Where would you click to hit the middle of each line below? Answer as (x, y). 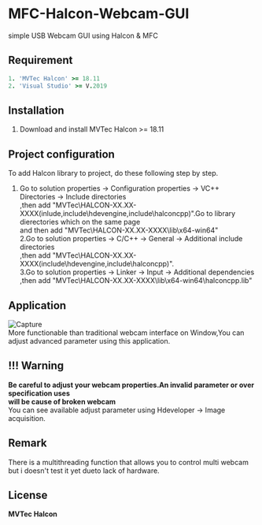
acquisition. (27, 418)
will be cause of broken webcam (62, 401)
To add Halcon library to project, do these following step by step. (113, 173)
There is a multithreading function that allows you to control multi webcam (129, 462)
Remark (28, 443)
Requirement (41, 60)
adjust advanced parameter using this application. (89, 341)
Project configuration (62, 154)
